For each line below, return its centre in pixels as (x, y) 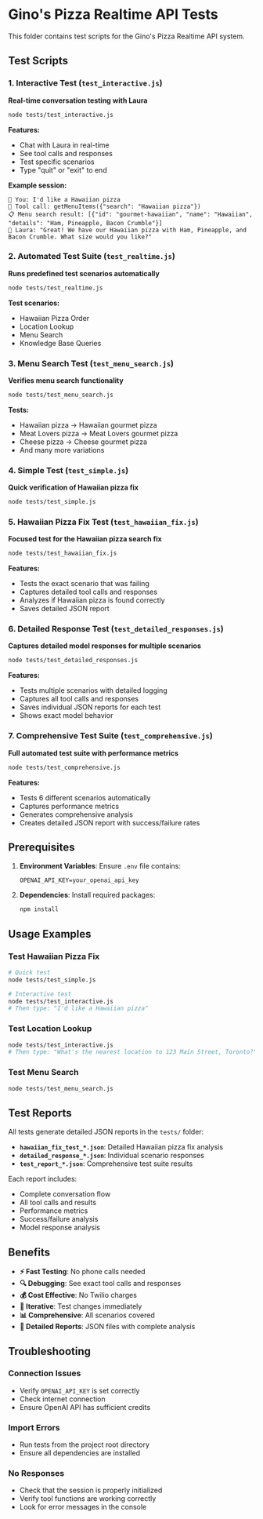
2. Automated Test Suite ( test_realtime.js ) (92, 257)
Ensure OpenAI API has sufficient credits (85, 1407)
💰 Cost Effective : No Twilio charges (78, 1295)
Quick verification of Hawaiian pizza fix (74, 487)
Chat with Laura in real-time (64, 145)
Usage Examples (50, 934)
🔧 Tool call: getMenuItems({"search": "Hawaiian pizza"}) (104, 206)
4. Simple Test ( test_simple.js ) (68, 470)
